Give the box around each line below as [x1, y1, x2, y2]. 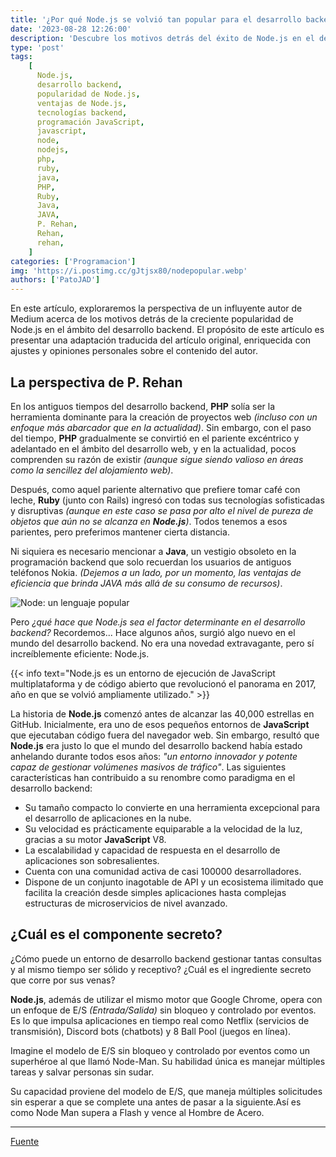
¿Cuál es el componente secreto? [10, 926, 223, 943]
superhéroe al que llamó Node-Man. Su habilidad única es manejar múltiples [10, 1055, 326, 1067]
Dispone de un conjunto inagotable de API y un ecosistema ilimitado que [24, 876, 324, 888]
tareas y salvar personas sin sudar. [10, 1066, 155, 1078]
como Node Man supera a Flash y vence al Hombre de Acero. [10, 1106, 265, 1118]
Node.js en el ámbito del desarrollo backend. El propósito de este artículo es [10, 324, 325, 336]
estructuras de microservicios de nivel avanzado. [24, 897, 228, 909]
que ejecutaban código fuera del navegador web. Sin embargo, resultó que [10, 729, 320, 741]
